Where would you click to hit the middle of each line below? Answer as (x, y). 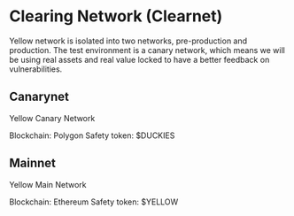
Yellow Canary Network (52, 118)
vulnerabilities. (36, 69)
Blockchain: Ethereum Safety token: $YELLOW (94, 202)
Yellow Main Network (48, 184)
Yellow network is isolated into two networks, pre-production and (128, 41)
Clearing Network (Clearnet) (116, 16)
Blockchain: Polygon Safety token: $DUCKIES (92, 135)
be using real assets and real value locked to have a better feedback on (139, 59)
